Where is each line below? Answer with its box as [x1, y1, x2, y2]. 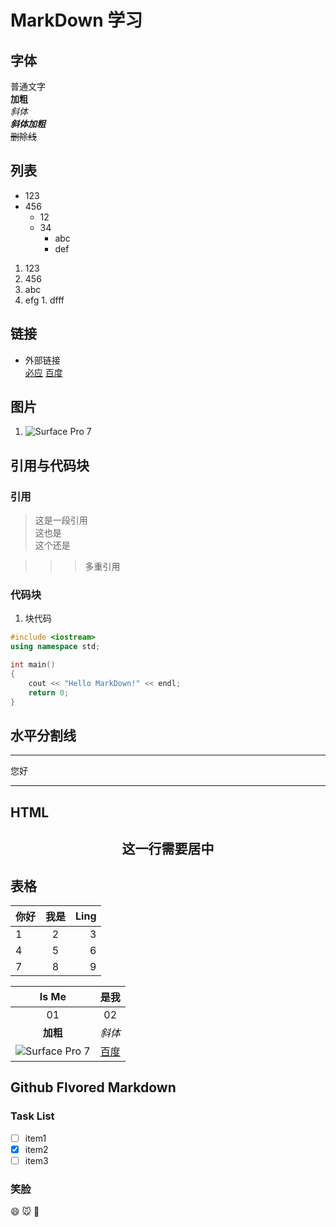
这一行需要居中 [121, 841, 215, 858]
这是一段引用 [34, 514, 88, 526]
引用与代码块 [10, 457, 90, 474]
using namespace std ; [10, 642, 101, 652]
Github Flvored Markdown [10, 1079, 177, 1096]
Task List [10, 1109, 55, 1123]
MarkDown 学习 [10, 9, 143, 32]
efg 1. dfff [24, 294, 65, 306]
